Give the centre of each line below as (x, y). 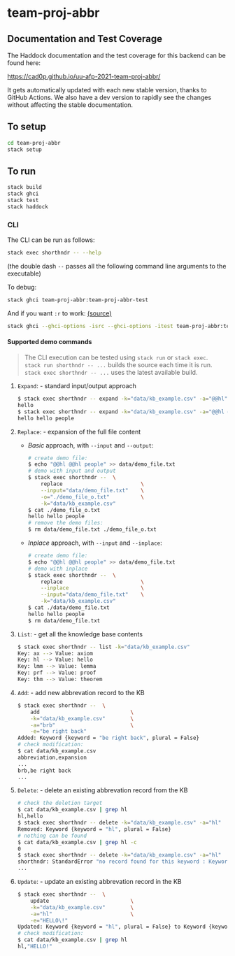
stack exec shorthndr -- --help (54, 253)
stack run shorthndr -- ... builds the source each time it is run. (118, 365)
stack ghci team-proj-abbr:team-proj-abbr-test (78, 300)
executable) (24, 273)
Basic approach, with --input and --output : (91, 445)
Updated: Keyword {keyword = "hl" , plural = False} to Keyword (112, 927)
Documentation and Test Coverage (85, 39)
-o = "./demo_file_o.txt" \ (93, 497)
